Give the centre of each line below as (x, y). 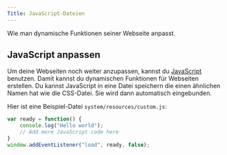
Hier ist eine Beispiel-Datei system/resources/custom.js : (87, 107)
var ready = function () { (44, 119)
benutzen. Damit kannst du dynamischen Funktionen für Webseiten (103, 79)
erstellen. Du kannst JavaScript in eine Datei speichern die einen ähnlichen (114, 86)
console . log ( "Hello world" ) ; (62, 126)
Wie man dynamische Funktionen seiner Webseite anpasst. (91, 33)
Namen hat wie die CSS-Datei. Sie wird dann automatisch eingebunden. (110, 93)
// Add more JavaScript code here (69, 132)
